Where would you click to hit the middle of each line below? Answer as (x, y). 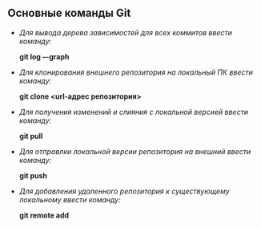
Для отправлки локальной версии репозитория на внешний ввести (135, 151)
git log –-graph (44, 56)
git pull (31, 136)
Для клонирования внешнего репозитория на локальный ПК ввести (136, 72)
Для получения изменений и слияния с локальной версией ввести (134, 112)
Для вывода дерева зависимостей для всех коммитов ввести (126, 32)
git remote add (44, 215)
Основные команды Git (69, 13)
